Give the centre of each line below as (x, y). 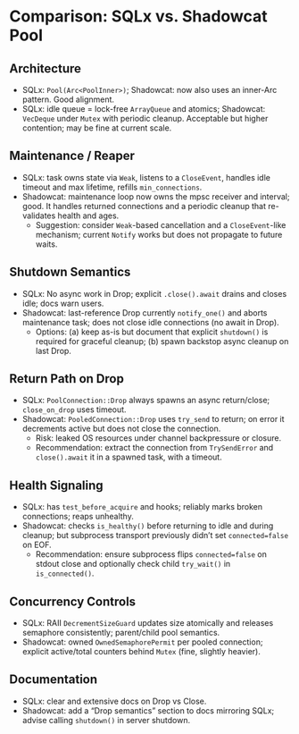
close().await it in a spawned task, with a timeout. (129, 457)
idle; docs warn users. (63, 303)
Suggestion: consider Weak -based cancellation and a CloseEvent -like (161, 224)
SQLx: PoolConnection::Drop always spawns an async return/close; (146, 401)
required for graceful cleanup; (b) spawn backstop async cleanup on (162, 341)
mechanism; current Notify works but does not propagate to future (159, 234)
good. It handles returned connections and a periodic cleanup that (144, 206)
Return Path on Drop (67, 379)
